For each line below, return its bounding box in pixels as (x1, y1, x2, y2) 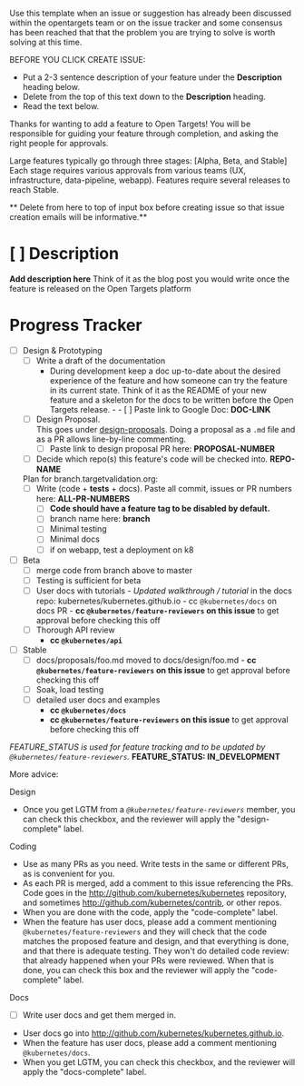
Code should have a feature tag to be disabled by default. (49, 503, 270, 514)
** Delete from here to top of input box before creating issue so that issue (9, 202, 285, 213)
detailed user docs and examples (35, 694, 161, 705)
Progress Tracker (9, 315, 142, 335)
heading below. (22, 82, 80, 92)
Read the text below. (22, 101, 100, 112)
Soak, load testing (35, 684, 104, 694)
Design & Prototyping (22, 344, 103, 355)
